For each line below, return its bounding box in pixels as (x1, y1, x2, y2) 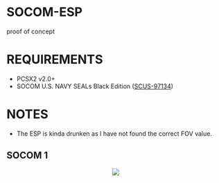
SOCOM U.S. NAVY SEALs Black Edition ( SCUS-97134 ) (16, 81, 174, 90)
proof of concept (6, 27, 55, 35)
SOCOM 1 (6, 150, 49, 161)
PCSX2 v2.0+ (16, 74, 56, 83)
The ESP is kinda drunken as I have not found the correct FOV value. (16, 129, 213, 138)
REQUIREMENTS (6, 51, 103, 67)
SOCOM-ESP (6, 4, 82, 20)
